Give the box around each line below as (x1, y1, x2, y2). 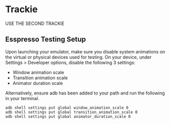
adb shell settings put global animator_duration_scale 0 (5, 114, 131, 119)
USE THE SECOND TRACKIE (5, 20, 65, 26)
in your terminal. (5, 95, 40, 101)
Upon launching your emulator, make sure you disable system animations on (5, 48, 165, 54)
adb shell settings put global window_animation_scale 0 (5, 105, 129, 110)
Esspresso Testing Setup (5, 35, 87, 44)
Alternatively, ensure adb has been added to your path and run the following (5, 90, 165, 96)
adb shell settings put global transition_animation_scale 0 (5, 109, 138, 115)
